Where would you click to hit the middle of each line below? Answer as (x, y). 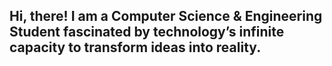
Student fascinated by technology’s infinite (147, 32)
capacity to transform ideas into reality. (135, 47)
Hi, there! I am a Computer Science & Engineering (166, 16)
